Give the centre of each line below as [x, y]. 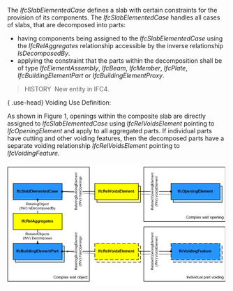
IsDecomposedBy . [44, 53]
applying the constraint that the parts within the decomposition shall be [120, 61]
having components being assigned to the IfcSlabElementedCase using [120, 38]
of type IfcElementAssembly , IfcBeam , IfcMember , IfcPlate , [103, 68]
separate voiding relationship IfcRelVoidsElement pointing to [93, 145]
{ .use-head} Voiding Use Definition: [59, 103]
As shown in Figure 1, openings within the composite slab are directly [106, 116]
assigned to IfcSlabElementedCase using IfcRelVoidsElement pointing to [111, 124]
